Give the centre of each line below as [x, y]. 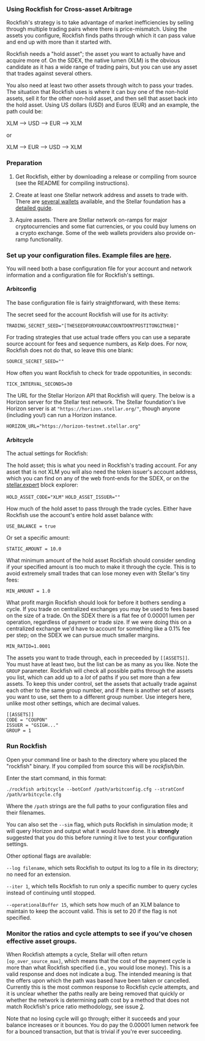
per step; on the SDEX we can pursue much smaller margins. [83, 635]
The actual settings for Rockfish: [47, 453]
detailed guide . [34, 208]
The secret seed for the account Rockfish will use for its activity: [88, 315]
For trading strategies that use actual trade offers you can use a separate [99, 337]
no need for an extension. [39, 874]
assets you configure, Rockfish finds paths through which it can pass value [101, 36]
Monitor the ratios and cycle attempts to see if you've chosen [99, 933]
